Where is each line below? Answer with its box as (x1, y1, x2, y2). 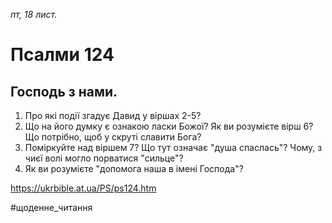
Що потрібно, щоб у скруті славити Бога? (24, 131, 202, 143)
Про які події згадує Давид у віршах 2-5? (24, 110, 202, 121)
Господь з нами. (10, 83, 118, 100)
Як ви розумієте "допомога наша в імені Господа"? (24, 163, 244, 174)
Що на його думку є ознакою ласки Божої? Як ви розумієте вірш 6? (24, 120, 314, 132)
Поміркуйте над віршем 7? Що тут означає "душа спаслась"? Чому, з (24, 142, 323, 153)
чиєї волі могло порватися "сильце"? (24, 152, 184, 164)
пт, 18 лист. (10, 9, 58, 20)
